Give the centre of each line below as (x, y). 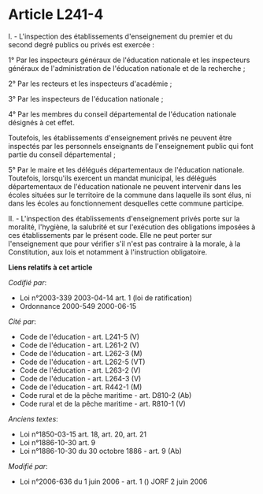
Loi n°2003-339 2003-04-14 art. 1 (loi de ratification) (106, 298)
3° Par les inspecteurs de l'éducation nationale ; (86, 98)
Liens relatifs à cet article (50, 267)
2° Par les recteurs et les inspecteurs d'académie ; (90, 84)
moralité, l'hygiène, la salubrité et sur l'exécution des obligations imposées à (132, 227)
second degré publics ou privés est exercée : (81, 44)
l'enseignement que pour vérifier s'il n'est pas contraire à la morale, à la (124, 243)
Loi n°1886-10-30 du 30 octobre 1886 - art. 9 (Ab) (101, 451)
